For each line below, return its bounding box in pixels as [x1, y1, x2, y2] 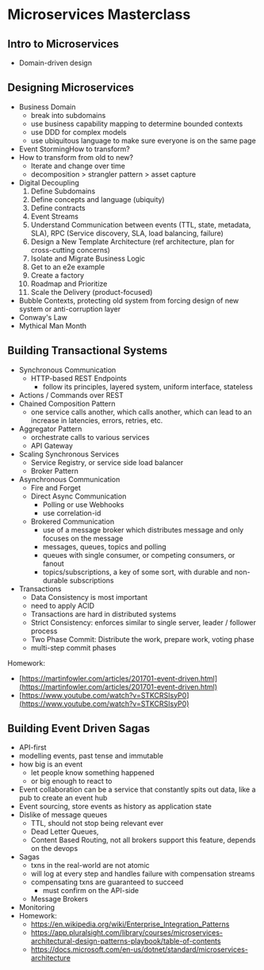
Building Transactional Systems [7, 344, 168, 357]
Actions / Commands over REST [18, 390, 124, 399]
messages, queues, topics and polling [42, 541, 167, 552]
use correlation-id [42, 508, 101, 517]
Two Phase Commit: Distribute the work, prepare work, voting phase [30, 634, 254, 643]
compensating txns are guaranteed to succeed [30, 877, 184, 887]
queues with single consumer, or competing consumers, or [42, 550, 235, 559]
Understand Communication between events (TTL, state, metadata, [30, 220, 251, 229]
